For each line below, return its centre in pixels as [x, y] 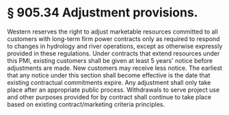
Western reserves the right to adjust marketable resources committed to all [113, 31]
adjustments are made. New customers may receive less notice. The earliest [114, 68]
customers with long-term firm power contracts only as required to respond [113, 38]
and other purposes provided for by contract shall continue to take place [109, 97]
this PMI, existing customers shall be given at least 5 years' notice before [110, 60]
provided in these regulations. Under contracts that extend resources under [113, 53]
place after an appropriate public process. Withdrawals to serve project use [113, 90]
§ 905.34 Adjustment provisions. [103, 13]
